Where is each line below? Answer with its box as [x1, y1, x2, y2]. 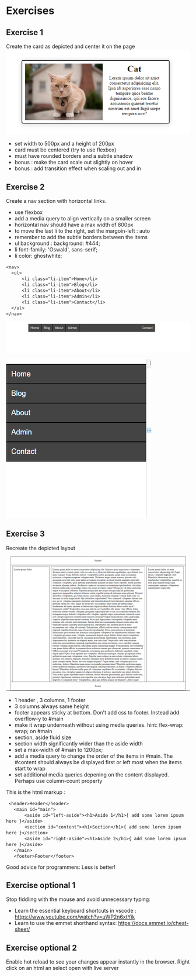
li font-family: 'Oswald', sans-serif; [14, 246, 98, 253]
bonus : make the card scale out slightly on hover [14, 159, 133, 166]
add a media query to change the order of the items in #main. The [14, 752, 173, 759]
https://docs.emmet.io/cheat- [118, 920, 189, 927]
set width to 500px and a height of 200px [14, 140, 115, 147]
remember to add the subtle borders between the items [14, 234, 148, 241]
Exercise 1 [6, 27, 44, 37]
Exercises [6, 4, 55, 18]
